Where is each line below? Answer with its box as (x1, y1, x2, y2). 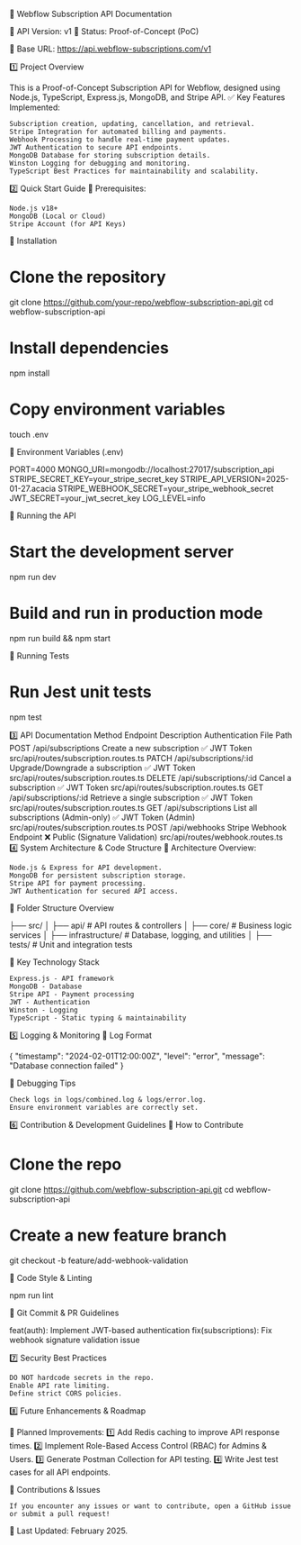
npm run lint (9, 1289, 54, 1301)
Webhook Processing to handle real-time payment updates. (9, 135, 231, 144)
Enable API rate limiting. (9, 1381, 111, 1390)
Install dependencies (9, 338, 169, 359)
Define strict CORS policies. (9, 1388, 123, 1398)
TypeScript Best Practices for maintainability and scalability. (9, 167, 259, 176)
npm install (9, 368, 50, 378)
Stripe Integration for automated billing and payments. (9, 127, 227, 136)
